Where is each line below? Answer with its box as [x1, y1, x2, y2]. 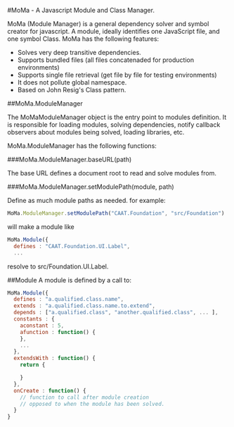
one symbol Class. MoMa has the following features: [7, 35, 160, 43]
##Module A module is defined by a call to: [7, 276, 132, 284]
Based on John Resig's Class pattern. [17, 86, 126, 94]
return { [20, 361, 46, 369]
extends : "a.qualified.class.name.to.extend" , [13, 302, 156, 309]
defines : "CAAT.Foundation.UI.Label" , [13, 242, 131, 249]
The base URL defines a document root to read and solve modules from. [7, 169, 216, 177]
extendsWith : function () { [13, 355, 96, 362]
